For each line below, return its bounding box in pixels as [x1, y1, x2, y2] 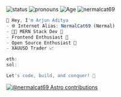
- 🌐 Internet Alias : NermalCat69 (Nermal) [6, 23, 116, 29]
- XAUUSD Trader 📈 [6, 45, 54, 51]
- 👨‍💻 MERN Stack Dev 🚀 [6, 28, 63, 34]
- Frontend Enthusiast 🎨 [6, 34, 69, 40]
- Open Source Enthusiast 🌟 [6, 40, 77, 46]
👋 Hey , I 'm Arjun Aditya [6, 17, 69, 23]
